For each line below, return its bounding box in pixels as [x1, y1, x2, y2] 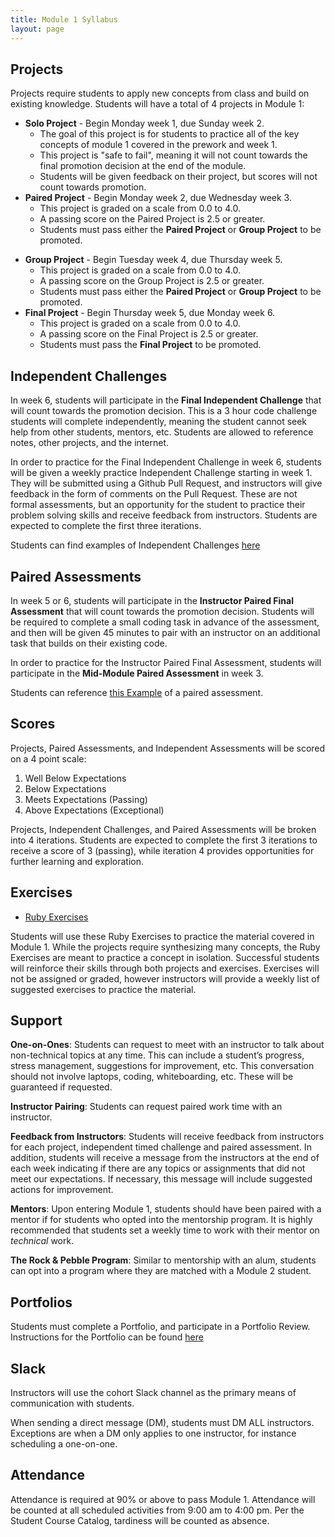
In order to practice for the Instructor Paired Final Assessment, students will [10, 656, 322, 668]
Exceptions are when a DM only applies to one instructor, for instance [10, 1427, 297, 1439]
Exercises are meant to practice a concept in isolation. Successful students [10, 951, 320, 963]
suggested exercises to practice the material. [10, 983, 197, 995]
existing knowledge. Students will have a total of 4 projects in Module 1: [10, 98, 305, 110]
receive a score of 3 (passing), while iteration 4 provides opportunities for [10, 844, 315, 856]
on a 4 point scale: [10, 752, 87, 765]
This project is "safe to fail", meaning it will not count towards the [39, 149, 308, 161]
